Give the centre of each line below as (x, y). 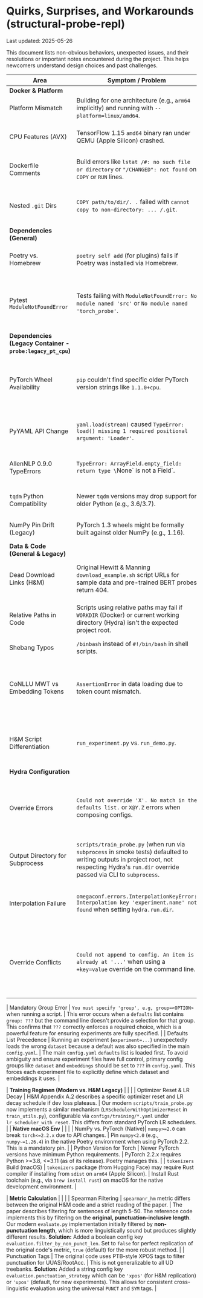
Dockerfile (24, 165)
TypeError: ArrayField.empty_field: (129, 463)
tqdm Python (27, 496)
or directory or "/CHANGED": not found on (137, 169)
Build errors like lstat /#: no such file (134, 162)
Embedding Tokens (37, 691)
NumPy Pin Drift (32, 525)
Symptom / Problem (137, 80)
